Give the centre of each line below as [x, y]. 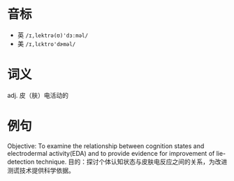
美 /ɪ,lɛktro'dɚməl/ [46, 43]
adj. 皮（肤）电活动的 [38, 95]
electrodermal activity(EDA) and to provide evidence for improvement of [111, 153]
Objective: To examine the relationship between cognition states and [106, 146]
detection [21, 161]
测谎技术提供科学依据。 [41, 170]
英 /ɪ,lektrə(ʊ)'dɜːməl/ [53, 35]
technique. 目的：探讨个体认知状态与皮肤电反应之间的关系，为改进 [132, 161]
